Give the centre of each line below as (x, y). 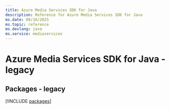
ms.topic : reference (27, 24)
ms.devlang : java (24, 29)
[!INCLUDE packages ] (28, 101)
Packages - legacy (35, 89)
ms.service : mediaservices (34, 34)
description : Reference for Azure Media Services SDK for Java (74, 15)
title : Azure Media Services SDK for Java (51, 10)
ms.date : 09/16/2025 (27, 19)
